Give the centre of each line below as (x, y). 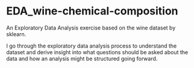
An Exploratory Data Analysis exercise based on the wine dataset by (91, 28)
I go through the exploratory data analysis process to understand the (92, 46)
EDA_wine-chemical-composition (92, 11)
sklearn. (16, 34)
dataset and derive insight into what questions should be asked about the (97, 52)
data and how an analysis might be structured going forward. (82, 58)
